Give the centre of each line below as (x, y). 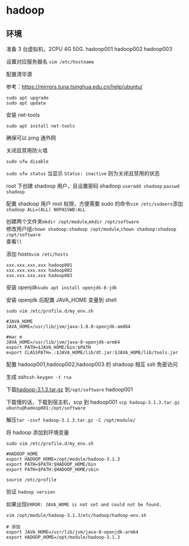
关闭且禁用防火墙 (27, 150)
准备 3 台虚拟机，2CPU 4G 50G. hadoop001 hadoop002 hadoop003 (89, 49)
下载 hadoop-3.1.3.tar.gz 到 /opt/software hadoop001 (69, 389)
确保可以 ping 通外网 (31, 138)
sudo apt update (26, 103)
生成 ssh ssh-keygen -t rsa (39, 377)
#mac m (14, 337)
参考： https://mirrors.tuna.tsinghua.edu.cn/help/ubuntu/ (74, 87)
